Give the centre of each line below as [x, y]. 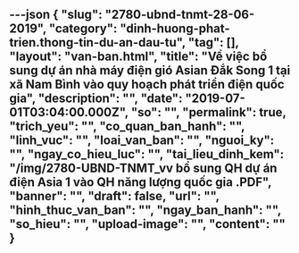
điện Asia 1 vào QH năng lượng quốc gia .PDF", [141, 182]
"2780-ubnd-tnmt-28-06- [180, 15]
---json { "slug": [56, 15]
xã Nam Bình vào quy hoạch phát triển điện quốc [147, 84]
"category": [83, 29]
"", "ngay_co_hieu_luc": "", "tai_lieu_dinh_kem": [147, 154]
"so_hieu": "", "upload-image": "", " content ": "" [147, 224]
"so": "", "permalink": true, [208, 112]
